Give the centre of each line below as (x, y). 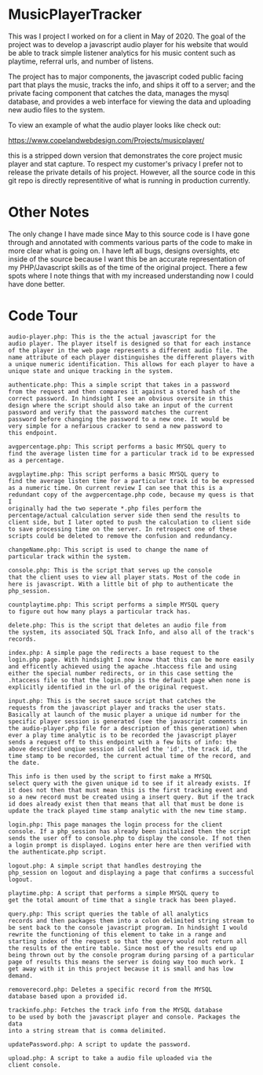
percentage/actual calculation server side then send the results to (124, 515)
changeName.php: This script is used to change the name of (109, 550)
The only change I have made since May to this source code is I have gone (129, 234)
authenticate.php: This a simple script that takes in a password (119, 385)
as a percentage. (37, 460)
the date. (24, 762)
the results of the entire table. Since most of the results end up (122, 948)
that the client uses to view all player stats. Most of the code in (124, 577)
